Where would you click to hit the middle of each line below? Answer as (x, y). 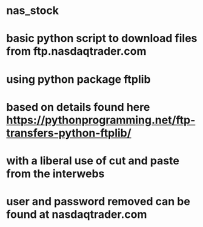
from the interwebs (55, 173)
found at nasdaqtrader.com (77, 215)
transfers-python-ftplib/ (69, 133)
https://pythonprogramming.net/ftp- (101, 120)
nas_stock (33, 11)
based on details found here (78, 107)
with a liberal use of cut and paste (93, 160)
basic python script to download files (102, 39)
